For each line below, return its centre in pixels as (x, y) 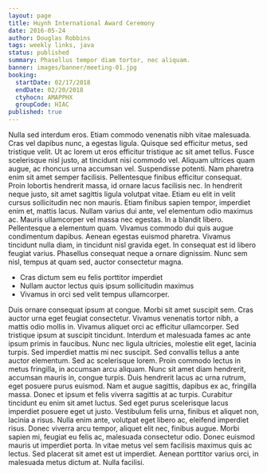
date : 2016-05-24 (37, 30)
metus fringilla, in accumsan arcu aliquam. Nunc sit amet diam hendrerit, (127, 369)
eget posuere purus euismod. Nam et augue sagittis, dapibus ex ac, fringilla (132, 386)
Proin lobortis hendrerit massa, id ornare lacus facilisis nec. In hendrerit (126, 185)
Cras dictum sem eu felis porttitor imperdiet (91, 277)
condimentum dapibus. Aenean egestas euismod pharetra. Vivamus (120, 236)
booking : (23, 75)
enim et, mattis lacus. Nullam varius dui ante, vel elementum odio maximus (131, 211)
